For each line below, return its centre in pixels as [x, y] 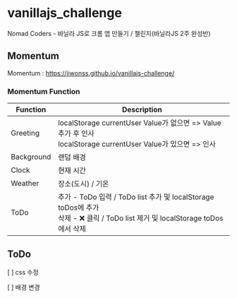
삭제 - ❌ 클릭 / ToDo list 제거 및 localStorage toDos [140, 218]
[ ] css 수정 [23, 272]
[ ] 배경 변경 [24, 287]
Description [142, 109]
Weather [25, 184]
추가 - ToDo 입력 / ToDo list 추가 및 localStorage [136, 197]
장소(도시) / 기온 [83, 184]
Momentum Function [44, 91]
